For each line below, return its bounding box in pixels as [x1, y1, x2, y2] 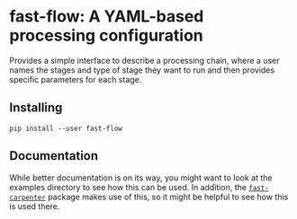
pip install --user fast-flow [9, 124, 123, 133]
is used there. [9, 200, 60, 212]
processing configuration [9, 25, 204, 46]
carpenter [9, 193, 47, 202]
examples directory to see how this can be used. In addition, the [9, 181, 247, 192]
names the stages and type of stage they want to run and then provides [9, 65, 275, 75]
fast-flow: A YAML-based [9, 6, 204, 27]
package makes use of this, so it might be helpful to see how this [48, 191, 289, 202]
